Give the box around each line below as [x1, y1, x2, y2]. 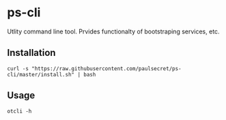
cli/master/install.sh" [7, 71, 75, 78]
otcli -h [7, 108, 32, 115]
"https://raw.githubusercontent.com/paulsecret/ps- [31, 65, 182, 72]
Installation [7, 47, 56, 59]
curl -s [7, 65, 29, 72]
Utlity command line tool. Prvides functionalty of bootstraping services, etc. [7, 27, 220, 35]
